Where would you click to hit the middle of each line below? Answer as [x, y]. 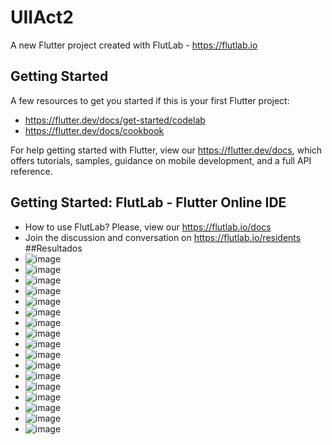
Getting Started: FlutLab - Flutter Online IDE [148, 202]
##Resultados [53, 248]
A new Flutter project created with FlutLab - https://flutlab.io [134, 45]
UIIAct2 [42, 17]
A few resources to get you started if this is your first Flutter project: [150, 100]
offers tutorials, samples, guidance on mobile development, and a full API [161, 160]
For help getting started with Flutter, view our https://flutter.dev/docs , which [166, 150]
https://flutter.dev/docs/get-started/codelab [115, 120]
